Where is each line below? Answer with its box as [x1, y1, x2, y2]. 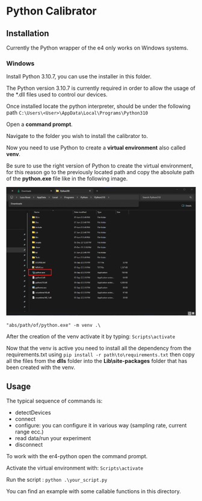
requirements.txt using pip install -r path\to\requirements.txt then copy [6, 351, 195, 358]
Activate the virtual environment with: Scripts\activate [6, 464, 144, 471]
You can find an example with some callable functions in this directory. [6, 488, 182, 495]
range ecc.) [14, 428, 44, 435]
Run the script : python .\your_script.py [6, 476, 108, 484]
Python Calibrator [6, 4, 97, 18]
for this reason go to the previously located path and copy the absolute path [6, 169, 195, 176]
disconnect [14, 441, 43, 449]
